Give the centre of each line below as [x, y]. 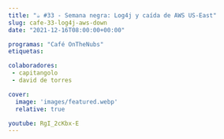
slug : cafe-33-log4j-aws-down [58, 23]
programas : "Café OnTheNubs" [56, 44]
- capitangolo [35, 73]
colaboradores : [33, 66]
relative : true [40, 109]
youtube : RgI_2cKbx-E [44, 123]
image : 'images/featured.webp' [67, 102]
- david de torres [42, 80]
